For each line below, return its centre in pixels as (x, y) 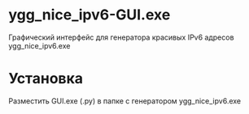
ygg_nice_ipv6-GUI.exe (90, 15)
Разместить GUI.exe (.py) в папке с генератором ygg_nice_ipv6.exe (125, 101)
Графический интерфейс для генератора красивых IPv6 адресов (121, 37)
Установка (46, 79)
